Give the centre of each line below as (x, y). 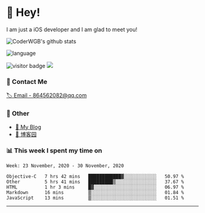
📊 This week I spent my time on (54, 151)
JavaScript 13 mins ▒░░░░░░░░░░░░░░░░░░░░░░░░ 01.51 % (95, 198)
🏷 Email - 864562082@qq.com (47, 95)
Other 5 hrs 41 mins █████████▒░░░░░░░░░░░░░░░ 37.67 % (95, 182)
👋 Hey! (23, 13)
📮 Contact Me (27, 81)
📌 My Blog (28, 127)
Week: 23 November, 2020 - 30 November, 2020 (65, 166)
